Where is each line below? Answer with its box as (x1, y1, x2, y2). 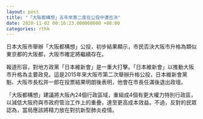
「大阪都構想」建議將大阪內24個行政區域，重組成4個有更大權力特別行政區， (6, 91, 196, 98)
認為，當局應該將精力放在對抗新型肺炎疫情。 (6, 106, 118, 114)
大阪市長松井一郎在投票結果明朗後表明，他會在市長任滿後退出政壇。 (16, 79, 186, 86)
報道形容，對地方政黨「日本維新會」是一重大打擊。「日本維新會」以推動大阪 (6, 63, 195, 71)
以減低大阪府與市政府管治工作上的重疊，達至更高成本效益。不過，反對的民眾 (6, 99, 197, 106)
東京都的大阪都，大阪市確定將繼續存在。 (6, 51, 107, 58)
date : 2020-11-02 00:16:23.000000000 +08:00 (6, 20, 120, 26)
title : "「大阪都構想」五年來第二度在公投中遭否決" (6, 14, 121, 21)
